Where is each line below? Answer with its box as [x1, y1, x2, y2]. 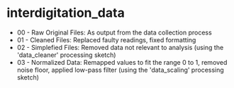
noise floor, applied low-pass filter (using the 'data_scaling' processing [16, 65, 224, 74]
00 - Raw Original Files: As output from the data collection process [16, 28, 212, 37]
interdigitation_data [6, 5, 125, 21]
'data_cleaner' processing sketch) [16, 51, 116, 59]
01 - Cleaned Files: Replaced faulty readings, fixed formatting [16, 35, 196, 44]
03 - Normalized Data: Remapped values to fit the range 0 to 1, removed [16, 58, 228, 66]
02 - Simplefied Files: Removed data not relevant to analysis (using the [16, 43, 224, 51]
